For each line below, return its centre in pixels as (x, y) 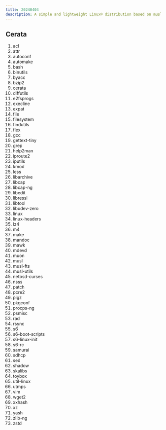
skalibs (20, 371)
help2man (23, 151)
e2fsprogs (23, 99)
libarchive (23, 177)
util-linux (22, 381)
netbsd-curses (28, 277)
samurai (21, 350)
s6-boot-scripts (29, 334)
